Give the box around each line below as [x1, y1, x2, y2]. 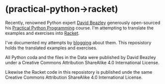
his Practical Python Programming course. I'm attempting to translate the [5, 25, 154, 30]
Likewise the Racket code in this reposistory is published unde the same [5, 69, 153, 75]
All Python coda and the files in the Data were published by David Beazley [5, 54, 156, 60]
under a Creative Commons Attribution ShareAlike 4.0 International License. [5, 59, 160, 65]
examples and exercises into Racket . [5, 30, 80, 36]
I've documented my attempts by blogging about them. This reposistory [5, 39, 152, 45]
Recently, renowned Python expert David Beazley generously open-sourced [5, 20, 161, 26]
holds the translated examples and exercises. [5, 45, 98, 51]
